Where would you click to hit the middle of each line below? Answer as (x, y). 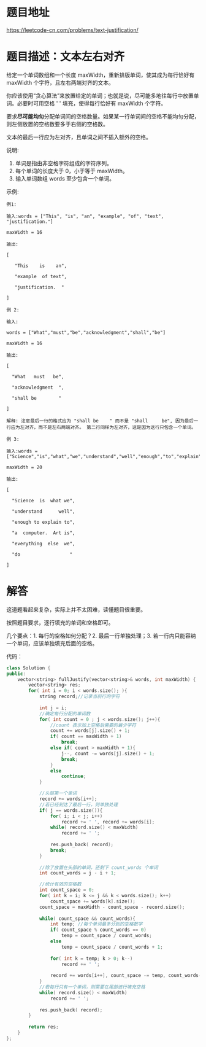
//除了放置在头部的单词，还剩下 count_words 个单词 (98, 867)
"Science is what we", (44, 500)
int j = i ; (53, 708)
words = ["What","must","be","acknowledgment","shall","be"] (86, 332)
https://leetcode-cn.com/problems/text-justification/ (73, 30)
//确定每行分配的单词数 (65, 714)
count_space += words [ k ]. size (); (93, 901)
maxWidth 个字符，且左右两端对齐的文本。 (60, 82)
